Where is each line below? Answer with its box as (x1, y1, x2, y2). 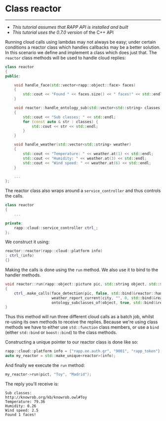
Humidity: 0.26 (5, 403, 37, 409)
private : (5, 220, 23, 226)
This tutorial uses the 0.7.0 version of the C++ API (12, 29, 114, 35)
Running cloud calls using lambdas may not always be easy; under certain (5, 39, 156, 45)
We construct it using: (5, 239, 50, 245)
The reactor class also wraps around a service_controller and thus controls (5, 188, 161, 194)
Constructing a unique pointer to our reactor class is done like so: (5, 339, 138, 345)
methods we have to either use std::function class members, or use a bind (5, 324, 159, 330)
